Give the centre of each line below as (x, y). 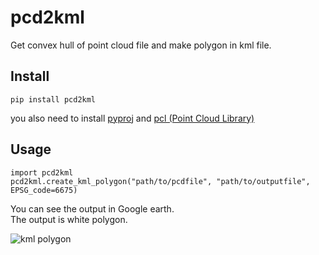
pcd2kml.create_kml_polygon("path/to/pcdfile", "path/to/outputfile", (160, 181)
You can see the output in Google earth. (92, 208)
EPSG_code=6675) (44, 190)
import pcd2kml (42, 172)
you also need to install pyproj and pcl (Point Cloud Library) (132, 118)
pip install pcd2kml (53, 99)
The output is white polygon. (69, 219)
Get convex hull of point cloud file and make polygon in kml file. (141, 45)
